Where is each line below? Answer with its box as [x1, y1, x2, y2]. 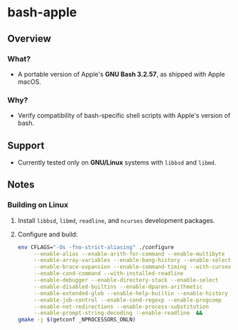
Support [7, 139, 45, 151]
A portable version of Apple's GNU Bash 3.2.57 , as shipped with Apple [17, 70, 225, 78]
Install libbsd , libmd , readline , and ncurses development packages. [17, 216, 215, 224]
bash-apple [7, 4, 77, 21]
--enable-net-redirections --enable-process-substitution [33, 303, 210, 310]
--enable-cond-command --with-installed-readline [33, 270, 184, 277]
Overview [7, 33, 52, 45]
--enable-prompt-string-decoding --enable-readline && [33, 309, 203, 317]
